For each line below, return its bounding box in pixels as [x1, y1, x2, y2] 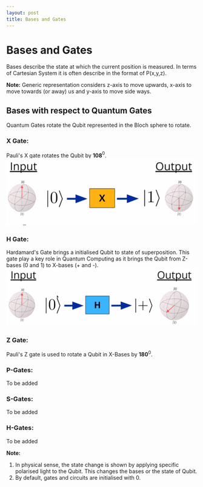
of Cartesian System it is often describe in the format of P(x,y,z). [6, 70, 167, 77]
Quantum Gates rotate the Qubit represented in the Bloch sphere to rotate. [6, 121, 191, 129]
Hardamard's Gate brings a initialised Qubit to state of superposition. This [6, 249, 190, 256]
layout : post [6, 10, 39, 16]
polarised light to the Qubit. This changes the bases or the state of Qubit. [15, 468, 198, 475]
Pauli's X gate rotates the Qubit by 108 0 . [6, 151, 107, 159]
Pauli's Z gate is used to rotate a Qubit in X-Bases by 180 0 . [6, 350, 153, 358]
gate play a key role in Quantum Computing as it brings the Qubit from [6, 255, 181, 262]
